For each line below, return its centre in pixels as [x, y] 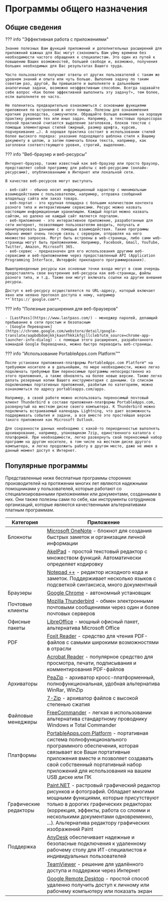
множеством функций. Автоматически [94, 558]
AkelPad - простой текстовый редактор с [97, 551]
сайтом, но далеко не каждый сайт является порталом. [62, 216]
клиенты [18, 610]
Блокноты [20, 537]
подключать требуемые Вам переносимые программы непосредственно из [78, 372]
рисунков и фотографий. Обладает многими [100, 791]
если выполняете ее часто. [33, 97]
